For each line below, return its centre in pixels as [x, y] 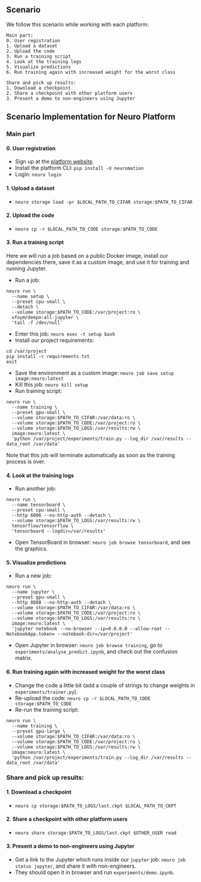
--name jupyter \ [33, 592]
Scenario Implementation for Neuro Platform [91, 117]
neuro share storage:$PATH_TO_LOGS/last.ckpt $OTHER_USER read [96, 833]
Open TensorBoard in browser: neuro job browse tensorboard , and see [103, 543]
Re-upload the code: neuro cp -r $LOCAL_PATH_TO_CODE [83, 698]
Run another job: [35, 488]
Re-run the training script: [47, 710]
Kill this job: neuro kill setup [51, 385]
